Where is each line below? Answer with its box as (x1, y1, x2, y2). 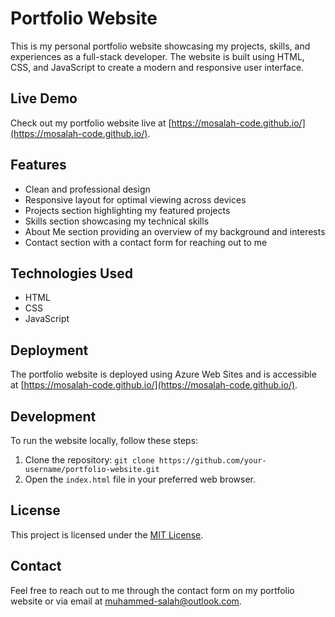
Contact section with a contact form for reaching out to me (24, 236, 268, 248)
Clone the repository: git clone (24, 454, 155, 466)
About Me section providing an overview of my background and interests (24, 225, 326, 237)
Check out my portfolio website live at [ (10, 117, 172, 129)
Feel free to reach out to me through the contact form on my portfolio (10, 584, 295, 596)
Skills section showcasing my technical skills (24, 215, 210, 227)
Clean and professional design (24, 183, 151, 195)
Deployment (10, 342, 89, 359)
